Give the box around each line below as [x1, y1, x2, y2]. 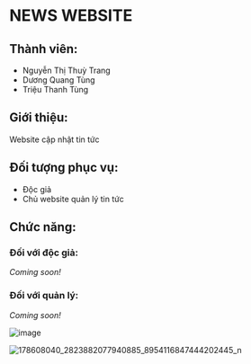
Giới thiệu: [9, 110, 69, 126]
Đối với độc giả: [9, 246, 79, 259]
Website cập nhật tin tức [9, 134, 101, 145]
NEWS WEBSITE [9, 5, 133, 26]
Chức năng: [9, 219, 76, 235]
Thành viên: [9, 41, 78, 57]
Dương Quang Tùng [22, 75, 96, 85]
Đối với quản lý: [9, 289, 79, 302]
